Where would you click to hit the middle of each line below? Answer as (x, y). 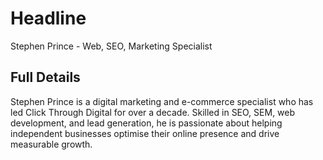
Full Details (45, 77)
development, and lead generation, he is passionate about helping (146, 123)
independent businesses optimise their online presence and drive (145, 133)
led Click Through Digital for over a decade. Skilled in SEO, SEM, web (153, 112)
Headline (48, 18)
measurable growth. (51, 144)
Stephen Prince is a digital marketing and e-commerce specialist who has (162, 101)
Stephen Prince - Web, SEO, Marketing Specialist (111, 46)
